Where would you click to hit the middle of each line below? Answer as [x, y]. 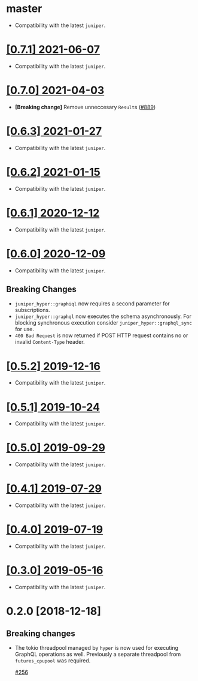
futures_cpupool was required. [53, 661]
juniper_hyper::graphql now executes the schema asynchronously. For [103, 316]
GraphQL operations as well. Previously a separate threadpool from [98, 654]
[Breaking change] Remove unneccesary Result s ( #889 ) [85, 107]
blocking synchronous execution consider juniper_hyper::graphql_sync [103, 323]
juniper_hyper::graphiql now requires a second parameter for [92, 304]
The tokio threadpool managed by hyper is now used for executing [96, 648]
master [24, 9]
